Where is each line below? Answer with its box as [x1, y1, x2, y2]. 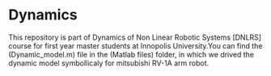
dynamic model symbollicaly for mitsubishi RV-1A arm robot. [8, 58, 209, 68]
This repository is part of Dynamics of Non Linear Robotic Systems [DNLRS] [8, 32, 261, 42]
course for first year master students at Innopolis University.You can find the [8, 40, 263, 50]
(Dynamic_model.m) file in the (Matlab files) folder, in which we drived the [8, 49, 255, 59]
